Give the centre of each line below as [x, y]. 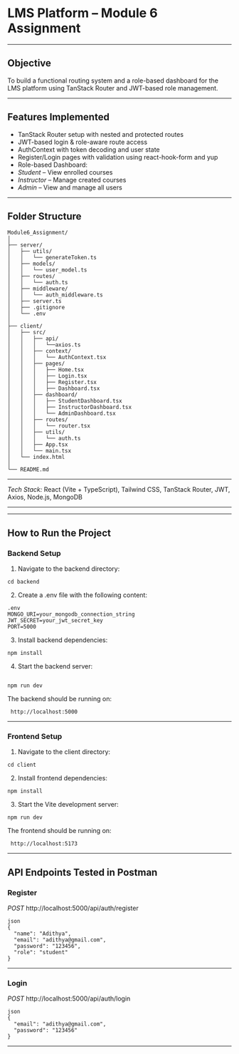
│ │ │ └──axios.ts [44, 345]
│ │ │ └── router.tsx [49, 426]
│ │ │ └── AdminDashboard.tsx [62, 414]
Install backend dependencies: [63, 640]
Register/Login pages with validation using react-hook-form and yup [118, 157]
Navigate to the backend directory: [69, 569]
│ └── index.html [36, 458]
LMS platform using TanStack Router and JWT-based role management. [113, 88]
